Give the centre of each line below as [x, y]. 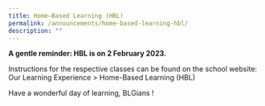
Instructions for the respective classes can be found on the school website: [133, 69]
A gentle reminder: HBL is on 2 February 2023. [88, 54]
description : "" [35, 31]
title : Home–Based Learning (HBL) [66, 16]
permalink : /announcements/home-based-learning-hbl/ [98, 23]
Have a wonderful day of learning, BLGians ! [81, 93]
